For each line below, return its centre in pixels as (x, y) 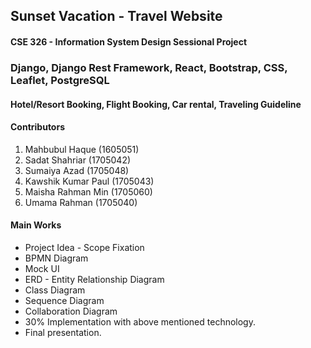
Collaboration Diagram (71, 311)
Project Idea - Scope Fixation (84, 247)
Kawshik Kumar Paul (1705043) (89, 181)
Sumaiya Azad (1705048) (77, 170)
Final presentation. (63, 332)
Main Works (36, 225)
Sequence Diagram (64, 300)
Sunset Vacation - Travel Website (116, 16)
